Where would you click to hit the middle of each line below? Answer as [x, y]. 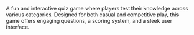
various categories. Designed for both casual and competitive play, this [93, 15]
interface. [18, 27]
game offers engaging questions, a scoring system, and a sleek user [89, 21]
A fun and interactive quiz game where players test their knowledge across [97, 8]
